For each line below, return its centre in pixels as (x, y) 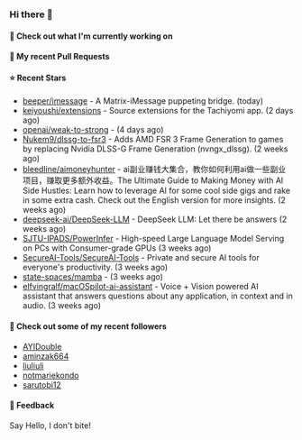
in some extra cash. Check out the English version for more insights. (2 (154, 200)
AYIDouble (42, 346)
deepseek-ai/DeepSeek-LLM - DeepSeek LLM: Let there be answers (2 (155, 219)
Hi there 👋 (32, 14)
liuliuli (33, 365)
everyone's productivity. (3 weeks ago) (95, 267)
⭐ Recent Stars (38, 78)
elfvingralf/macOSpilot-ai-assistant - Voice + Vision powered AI (140, 287)
